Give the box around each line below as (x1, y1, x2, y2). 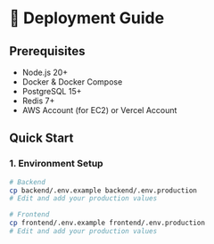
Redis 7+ (21, 95, 55, 106)
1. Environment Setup (9, 158, 104, 170)
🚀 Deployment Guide (9, 8, 165, 28)
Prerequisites (9, 44, 86, 59)
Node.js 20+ (21, 67, 69, 77)
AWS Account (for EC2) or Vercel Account (21, 105, 177, 115)
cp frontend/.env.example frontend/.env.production (9, 218, 205, 228)
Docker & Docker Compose (21, 77, 123, 87)
